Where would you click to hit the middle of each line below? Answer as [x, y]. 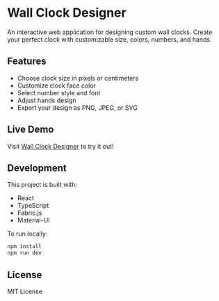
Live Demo [31, 130]
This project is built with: [42, 185]
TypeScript [33, 206]
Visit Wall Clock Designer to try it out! [60, 146]
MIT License [25, 291]
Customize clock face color [56, 86]
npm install [24, 247]
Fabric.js [30, 213]
